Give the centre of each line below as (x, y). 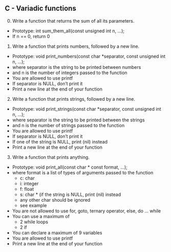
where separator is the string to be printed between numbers (77, 67)
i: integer (29, 183)
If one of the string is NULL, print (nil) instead (60, 141)
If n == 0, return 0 (31, 36)
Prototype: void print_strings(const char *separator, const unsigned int (87, 109)
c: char (27, 178)
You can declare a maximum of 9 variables (57, 232)
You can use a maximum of (41, 216)
